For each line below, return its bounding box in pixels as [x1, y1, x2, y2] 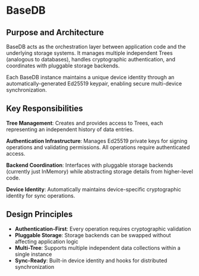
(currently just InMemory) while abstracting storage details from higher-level [6, 168, 193, 175]
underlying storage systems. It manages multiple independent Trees [6, 49, 173, 57]
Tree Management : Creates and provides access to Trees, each [6, 119, 163, 126]
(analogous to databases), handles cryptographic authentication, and [6, 56, 176, 63]
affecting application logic [14, 238, 79, 245]
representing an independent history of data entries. [6, 126, 134, 133]
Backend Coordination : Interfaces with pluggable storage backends [6, 162, 173, 169]
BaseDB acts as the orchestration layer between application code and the [6, 43, 186, 50]
